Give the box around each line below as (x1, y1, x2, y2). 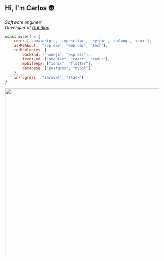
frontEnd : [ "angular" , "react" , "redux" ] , (22, 57, 110, 62)
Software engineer (5, 19, 42, 25)
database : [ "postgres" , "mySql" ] (22, 65, 91, 71)
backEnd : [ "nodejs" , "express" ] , (22, 52, 91, 57)
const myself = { (5, 34, 41, 39)
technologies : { (14, 48, 47, 53)
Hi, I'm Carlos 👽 (5, 4, 55, 12)
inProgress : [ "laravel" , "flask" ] (14, 75, 84, 80)
